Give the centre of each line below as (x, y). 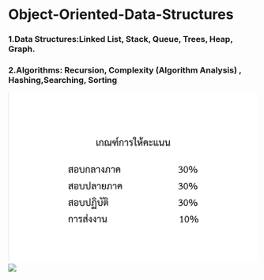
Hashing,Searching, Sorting (63, 80)
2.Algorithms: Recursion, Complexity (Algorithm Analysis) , (125, 70)
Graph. (22, 49)
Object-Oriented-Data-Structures (121, 15)
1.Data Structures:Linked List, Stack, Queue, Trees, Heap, (121, 39)
